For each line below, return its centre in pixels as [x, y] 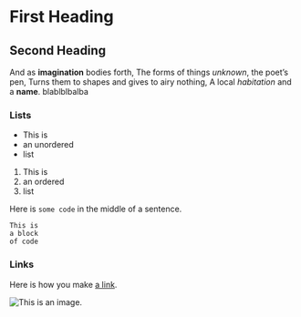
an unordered [48, 145]
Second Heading [58, 51]
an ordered [43, 182]
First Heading [62, 17]
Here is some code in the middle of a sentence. [96, 209]
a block [24, 234]
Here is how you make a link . [63, 284]
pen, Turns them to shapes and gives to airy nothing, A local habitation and [150, 82]
